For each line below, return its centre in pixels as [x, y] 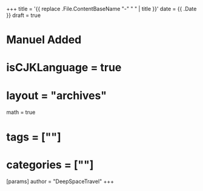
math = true [21, 113]
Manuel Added [44, 40]
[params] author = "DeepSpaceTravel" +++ [60, 181]
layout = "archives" [57, 95]
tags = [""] [34, 137]
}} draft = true [24, 15]
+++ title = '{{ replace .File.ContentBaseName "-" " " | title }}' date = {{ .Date [101, 9]
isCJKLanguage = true [64, 68]
